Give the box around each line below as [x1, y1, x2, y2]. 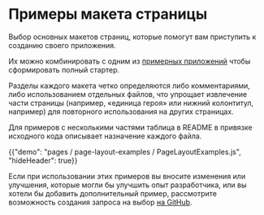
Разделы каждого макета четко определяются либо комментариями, [8, 81, 250, 90]
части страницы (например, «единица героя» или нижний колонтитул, [8, 98, 254, 107]
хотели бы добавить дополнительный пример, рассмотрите [8, 188, 218, 198]
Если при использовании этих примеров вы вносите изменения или [8, 171, 246, 181]
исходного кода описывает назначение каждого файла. [8, 131, 202, 141]
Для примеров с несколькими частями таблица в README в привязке [8, 122, 253, 132]
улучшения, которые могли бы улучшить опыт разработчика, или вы [8, 180, 247, 190]
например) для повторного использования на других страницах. [8, 107, 234, 116]
